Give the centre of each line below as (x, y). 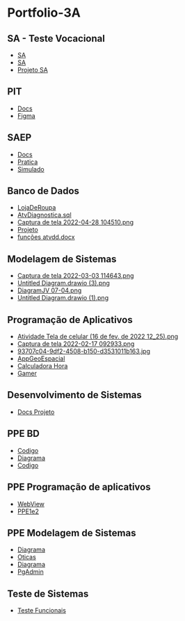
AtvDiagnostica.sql (44, 215)
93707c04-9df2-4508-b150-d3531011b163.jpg (84, 351)
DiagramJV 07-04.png (49, 290)
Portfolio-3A (44, 13)
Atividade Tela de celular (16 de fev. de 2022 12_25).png (98, 337)
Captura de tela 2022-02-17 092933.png (76, 344)
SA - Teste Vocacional (56, 39)
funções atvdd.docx (46, 237)
